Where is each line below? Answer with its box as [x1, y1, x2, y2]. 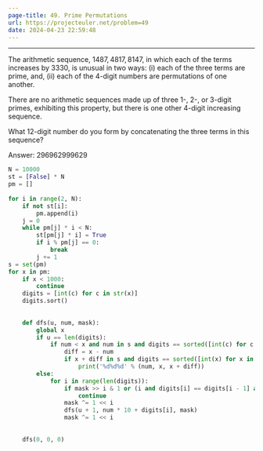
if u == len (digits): [36, 333, 107, 341]
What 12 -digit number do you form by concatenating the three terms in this [8, 127, 250, 136]
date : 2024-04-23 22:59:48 [8, 26, 96, 34]
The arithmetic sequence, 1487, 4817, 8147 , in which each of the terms [8, 55, 232, 64]
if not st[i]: [22, 202, 68, 210]
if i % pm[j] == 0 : [36, 238, 100, 247]
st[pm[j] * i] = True [36, 231, 107, 239]
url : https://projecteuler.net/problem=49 [8, 19, 149, 27]
